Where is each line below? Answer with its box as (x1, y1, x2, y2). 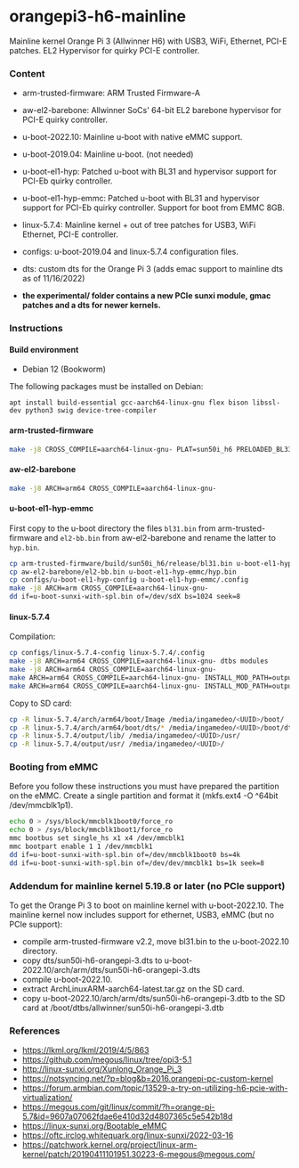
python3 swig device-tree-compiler (25, 406, 158, 415)
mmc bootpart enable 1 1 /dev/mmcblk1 (9, 842, 153, 852)
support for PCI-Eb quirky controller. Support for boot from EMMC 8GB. (21, 202, 285, 213)
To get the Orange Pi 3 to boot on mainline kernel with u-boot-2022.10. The (9, 900, 285, 911)
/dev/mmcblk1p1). (9, 800, 74, 811)
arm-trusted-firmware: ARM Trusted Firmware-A (21, 87, 200, 99)
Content (9, 67, 46, 79)
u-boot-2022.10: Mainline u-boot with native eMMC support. (21, 132, 243, 143)
